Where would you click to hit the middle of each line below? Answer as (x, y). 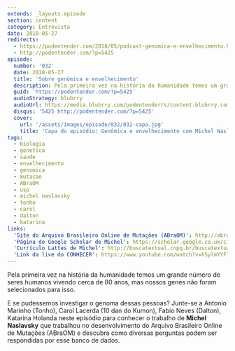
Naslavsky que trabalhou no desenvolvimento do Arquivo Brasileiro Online (115, 325)
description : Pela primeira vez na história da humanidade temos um (115, 85)
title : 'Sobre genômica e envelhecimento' (76, 79)
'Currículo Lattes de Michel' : (59, 248)
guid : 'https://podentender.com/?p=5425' (75, 92)
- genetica (29, 151)
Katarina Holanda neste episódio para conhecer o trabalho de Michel (107, 318)
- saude (25, 157)
